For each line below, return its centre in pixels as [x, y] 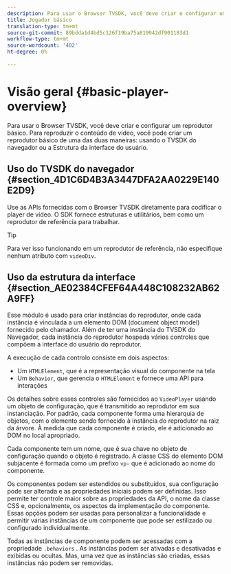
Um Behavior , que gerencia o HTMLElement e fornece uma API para [110, 378]
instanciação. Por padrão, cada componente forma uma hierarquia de [106, 414]
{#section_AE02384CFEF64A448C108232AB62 [113, 288]
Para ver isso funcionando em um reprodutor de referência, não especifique [115, 248]
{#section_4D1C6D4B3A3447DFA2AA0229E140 [113, 180]
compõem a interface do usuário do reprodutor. [75, 344]
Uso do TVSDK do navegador [71, 169]
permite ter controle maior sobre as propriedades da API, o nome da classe [113, 498]
